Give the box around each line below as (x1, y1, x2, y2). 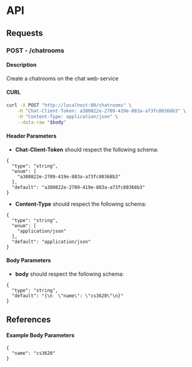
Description (6, 61, 37, 69)
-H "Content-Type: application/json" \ (17, 113, 118, 119)
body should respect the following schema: (15, 270, 125, 278)
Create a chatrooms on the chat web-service (6, 74, 118, 82)
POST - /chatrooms (6, 46, 65, 55)
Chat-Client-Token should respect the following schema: (15, 145, 159, 153)
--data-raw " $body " (17, 119, 67, 125)
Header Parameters (6, 132, 57, 139)
